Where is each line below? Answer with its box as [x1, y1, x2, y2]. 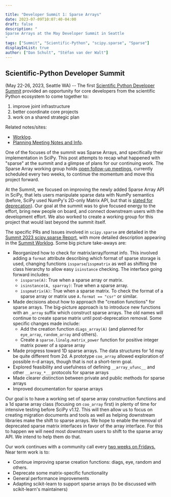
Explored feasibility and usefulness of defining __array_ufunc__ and [12, 364, 155, 370]
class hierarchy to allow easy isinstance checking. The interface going [12, 266, 162, 272]
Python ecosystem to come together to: [5, 93, 89, 100]
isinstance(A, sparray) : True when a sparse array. [20, 283, 129, 289]
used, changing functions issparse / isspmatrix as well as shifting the [12, 261, 157, 267]
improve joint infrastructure [12, 103, 70, 110]
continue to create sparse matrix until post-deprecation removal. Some [12, 315, 162, 321]
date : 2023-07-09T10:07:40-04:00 [5, 16, 77, 22]
